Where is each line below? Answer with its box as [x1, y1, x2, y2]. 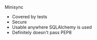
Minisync [4, 4, 23, 10]
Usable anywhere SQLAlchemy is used [11, 24, 92, 30]
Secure [11, 19, 27, 25]
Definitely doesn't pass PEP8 [11, 30, 72, 35]
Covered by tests [11, 14, 47, 19]
